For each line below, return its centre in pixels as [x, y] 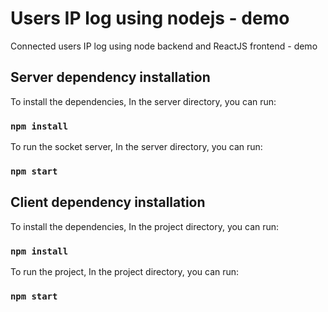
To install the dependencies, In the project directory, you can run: [145, 226]
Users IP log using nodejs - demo [150, 18]
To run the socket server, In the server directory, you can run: [136, 147]
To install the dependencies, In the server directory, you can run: [143, 101]
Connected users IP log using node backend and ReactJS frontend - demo [164, 46]
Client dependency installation [108, 202]
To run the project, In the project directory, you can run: [125, 272]
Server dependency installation [110, 77]
